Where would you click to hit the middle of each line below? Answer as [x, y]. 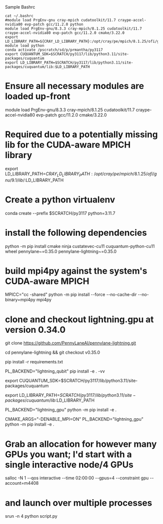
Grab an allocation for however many [81, 444]
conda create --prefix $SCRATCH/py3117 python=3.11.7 [60, 213]
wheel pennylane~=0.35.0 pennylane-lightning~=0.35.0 [61, 251]
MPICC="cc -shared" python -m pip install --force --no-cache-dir [71, 295]
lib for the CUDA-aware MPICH [68, 145]
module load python [25, 46]
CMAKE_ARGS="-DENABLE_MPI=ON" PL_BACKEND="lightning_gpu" [74, 419]
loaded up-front [38, 96]
